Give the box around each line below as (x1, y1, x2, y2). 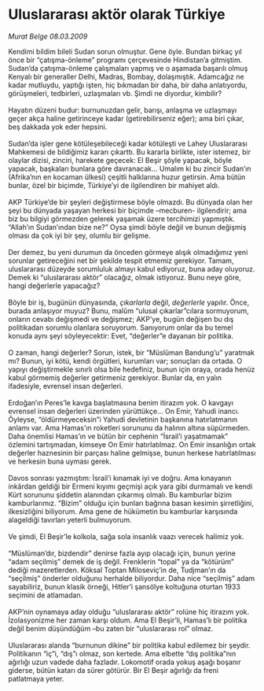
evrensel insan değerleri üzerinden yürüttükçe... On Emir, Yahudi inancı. (8, 406, 240, 416)
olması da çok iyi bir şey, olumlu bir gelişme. (8, 231, 151, 240)
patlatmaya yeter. (8, 674, 64, 683)
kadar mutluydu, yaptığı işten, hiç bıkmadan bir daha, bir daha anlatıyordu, (8, 80, 247, 90)
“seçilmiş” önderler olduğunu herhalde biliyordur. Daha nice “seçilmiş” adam (8, 573, 255, 583)
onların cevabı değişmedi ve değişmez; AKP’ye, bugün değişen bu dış (8, 314, 234, 323)
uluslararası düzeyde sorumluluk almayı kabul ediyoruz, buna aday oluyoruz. (8, 264, 255, 273)
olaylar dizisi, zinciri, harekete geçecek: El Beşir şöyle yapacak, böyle (8, 155, 233, 164)
